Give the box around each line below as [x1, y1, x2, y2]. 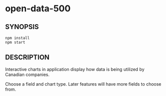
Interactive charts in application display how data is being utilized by [5, 66, 145, 72]
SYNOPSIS [5, 23, 39, 31]
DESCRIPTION [5, 53, 50, 62]
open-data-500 [5, 3, 71, 14]
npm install [5, 35, 30, 40]
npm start [5, 40, 26, 45]
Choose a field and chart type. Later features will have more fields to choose [5, 81, 162, 87]
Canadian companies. [5, 71, 50, 77]
